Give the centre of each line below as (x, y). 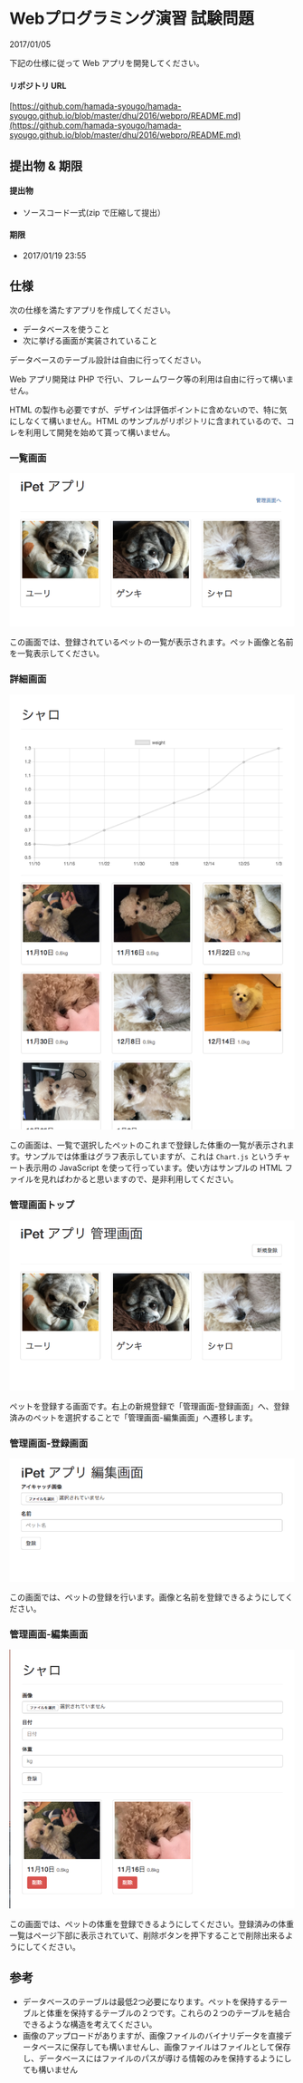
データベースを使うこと (66, 329)
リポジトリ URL (38, 85)
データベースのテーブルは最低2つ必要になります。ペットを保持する (147, 2001)
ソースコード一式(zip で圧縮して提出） (94, 212)
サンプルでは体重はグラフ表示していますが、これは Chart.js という (149, 1157)
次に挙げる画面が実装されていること (90, 340)
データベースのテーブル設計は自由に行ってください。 (108, 360)
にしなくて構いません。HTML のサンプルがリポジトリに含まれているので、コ (152, 421)
